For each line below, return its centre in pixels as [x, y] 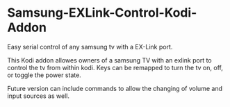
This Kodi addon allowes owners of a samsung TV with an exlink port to [109, 60]
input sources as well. [38, 96]
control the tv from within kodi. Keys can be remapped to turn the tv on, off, [115, 67]
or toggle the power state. [44, 75]
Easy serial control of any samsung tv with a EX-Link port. [90, 47]
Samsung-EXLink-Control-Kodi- [102, 13]
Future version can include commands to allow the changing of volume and [115, 88]
